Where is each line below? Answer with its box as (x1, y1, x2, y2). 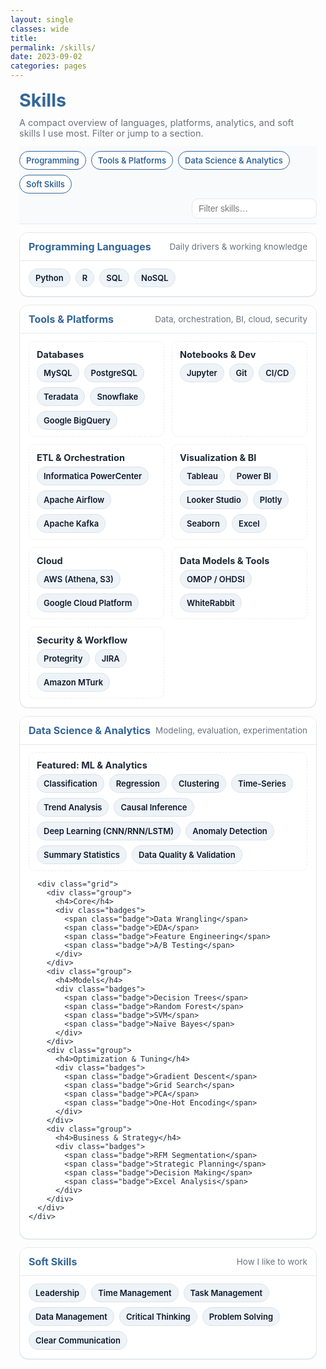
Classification (43, 777, 98, 789)
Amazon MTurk (43, 676, 104, 688)
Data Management (35, 1311, 108, 1322)
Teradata (43, 391, 79, 402)
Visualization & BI (179, 451, 257, 463)
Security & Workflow (36, 634, 128, 646)
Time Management (98, 1287, 172, 1298)
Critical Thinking (125, 1311, 191, 1322)
